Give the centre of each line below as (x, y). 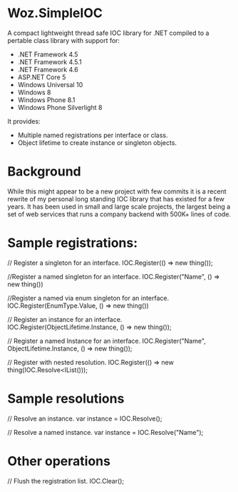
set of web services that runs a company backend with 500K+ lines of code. (119, 214)
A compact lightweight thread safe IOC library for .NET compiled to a (108, 33)
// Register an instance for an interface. (65, 319)
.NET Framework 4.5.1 (50, 61)
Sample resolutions (66, 398)
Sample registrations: (73, 243)
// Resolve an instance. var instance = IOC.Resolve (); (85, 418)
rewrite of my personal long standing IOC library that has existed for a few (116, 199)
